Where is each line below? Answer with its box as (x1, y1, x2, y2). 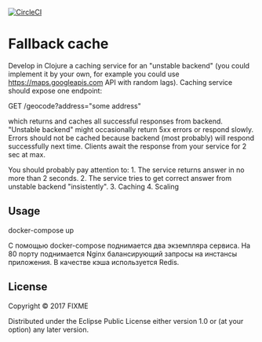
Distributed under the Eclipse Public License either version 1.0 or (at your (8, 316, 244, 325)
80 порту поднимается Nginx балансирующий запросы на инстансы (8, 248, 238, 259)
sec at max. (8, 149, 45, 159)
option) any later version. (8, 325, 89, 334)
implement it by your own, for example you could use (8, 69, 180, 79)
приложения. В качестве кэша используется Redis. (8, 257, 180, 267)
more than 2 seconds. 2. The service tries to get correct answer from (8, 173, 232, 182)
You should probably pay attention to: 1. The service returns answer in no (8, 165, 245, 175)
